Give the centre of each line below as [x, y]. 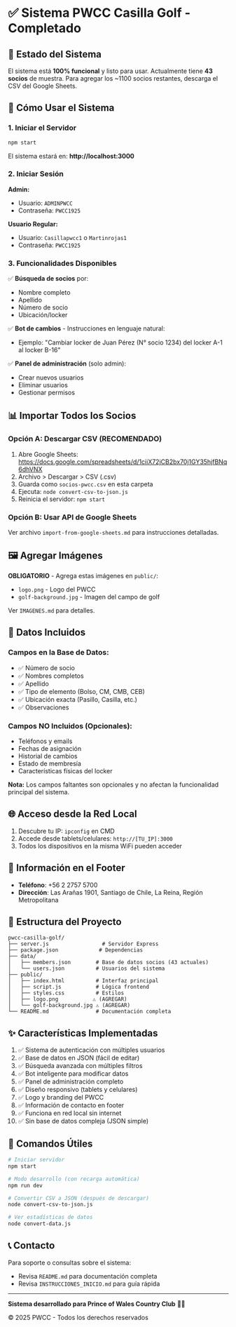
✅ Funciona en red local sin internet [70, 1113]
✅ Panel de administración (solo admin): [67, 364]
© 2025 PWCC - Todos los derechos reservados [78, 1317]
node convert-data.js [40, 1224]
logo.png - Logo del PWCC [57, 589]
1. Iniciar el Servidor [42, 128]
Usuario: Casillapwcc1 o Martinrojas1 [72, 237]
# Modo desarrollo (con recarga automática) [74, 1179]
